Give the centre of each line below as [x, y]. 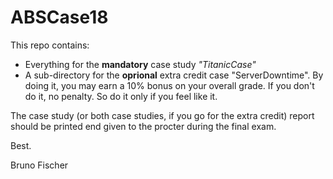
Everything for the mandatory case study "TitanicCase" [140, 64]
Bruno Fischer [39, 165]
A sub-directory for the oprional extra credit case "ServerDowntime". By [174, 75]
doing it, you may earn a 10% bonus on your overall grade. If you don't [169, 85]
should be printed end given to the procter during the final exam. [143, 126]
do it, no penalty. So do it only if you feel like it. [121, 96]
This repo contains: [50, 45]
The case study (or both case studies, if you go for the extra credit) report [162, 115]
